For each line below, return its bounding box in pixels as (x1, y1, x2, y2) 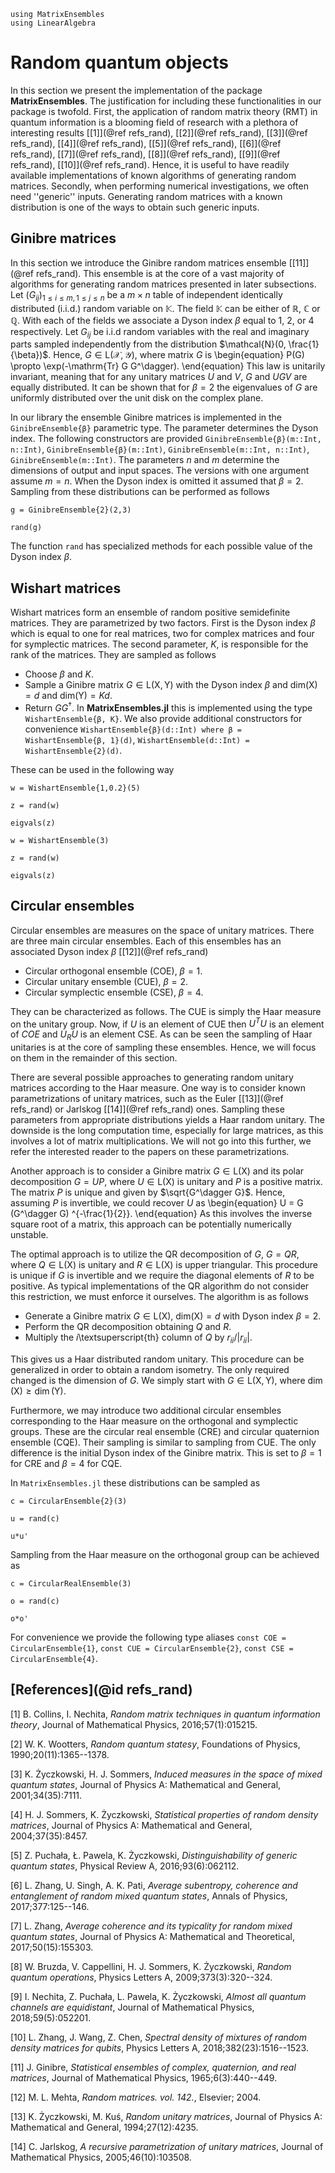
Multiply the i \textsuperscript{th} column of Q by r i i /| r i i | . (24, 1331, 253, 1345)
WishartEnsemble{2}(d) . (24, 744, 123, 756)
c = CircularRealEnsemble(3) (10, 1578, 132, 1589)
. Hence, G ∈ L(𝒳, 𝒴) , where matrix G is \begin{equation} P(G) (48, 349, 305, 361)
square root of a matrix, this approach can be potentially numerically (10, 1218, 292, 1230)
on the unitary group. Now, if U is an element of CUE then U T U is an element (10, 1016, 325, 1030)
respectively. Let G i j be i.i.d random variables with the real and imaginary (10, 325, 310, 340)
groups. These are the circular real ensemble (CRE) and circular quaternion (10, 1425, 320, 1437)
